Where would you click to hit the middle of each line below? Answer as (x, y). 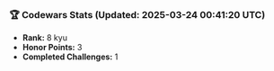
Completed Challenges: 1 (70, 57)
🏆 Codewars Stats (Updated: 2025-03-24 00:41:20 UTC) (137, 14)
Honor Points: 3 (52, 48)
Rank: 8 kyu (44, 38)
